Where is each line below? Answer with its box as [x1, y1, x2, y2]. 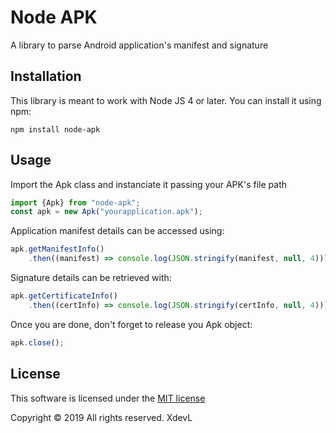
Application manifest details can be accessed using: [10, 225, 225, 237]
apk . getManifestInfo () [10, 244, 105, 255]
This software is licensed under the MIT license [10, 392, 206, 404]
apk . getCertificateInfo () [10, 291, 118, 301]
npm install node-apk [10, 124, 101, 135]
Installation [10, 68, 82, 85]
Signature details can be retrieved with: [10, 272, 172, 284]
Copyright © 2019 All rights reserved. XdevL [10, 411, 193, 423]
